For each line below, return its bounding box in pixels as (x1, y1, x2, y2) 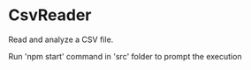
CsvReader (8, 5, 92, 25)
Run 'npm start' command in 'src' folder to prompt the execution (8, 51, 242, 61)
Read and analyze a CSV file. (8, 34, 114, 45)
